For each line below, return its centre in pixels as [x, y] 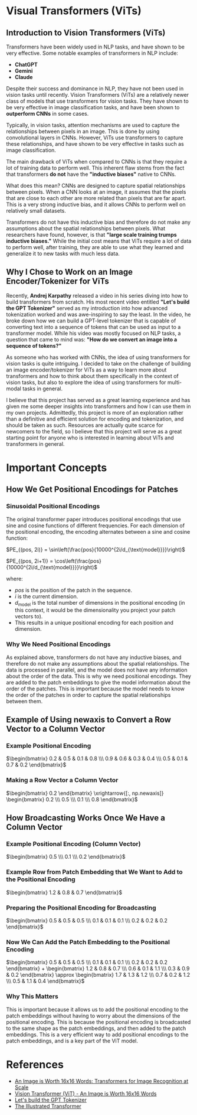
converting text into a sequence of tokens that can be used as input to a [93, 327]
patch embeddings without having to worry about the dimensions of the [93, 1015]
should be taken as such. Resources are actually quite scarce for [85, 425]
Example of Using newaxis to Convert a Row [88, 720]
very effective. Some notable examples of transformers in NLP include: [92, 53]
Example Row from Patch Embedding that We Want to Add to [94, 872]
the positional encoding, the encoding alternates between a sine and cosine [98, 532]
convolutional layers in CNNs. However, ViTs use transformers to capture [95, 138]
